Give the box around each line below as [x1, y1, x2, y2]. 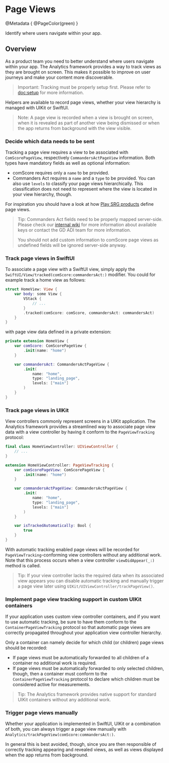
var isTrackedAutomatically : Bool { [14, 523, 92, 528]
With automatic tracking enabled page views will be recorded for [5, 546, 140, 552]
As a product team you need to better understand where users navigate [5, 58, 154, 64]
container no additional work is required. [12, 660, 97, 666]
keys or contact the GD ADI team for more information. [17, 227, 131, 233]
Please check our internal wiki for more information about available [17, 221, 157, 228]
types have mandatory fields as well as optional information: [5, 160, 130, 166]
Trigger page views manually [5, 709, 78, 716]
